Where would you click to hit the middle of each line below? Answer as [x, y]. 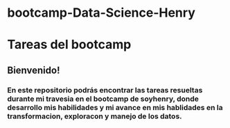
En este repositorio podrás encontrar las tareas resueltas [105, 90]
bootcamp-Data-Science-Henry [101, 13]
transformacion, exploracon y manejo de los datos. [95, 116]
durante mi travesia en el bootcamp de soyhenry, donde [103, 99]
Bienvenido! [34, 70]
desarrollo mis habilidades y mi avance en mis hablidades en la [115, 107]
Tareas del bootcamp [69, 45]
